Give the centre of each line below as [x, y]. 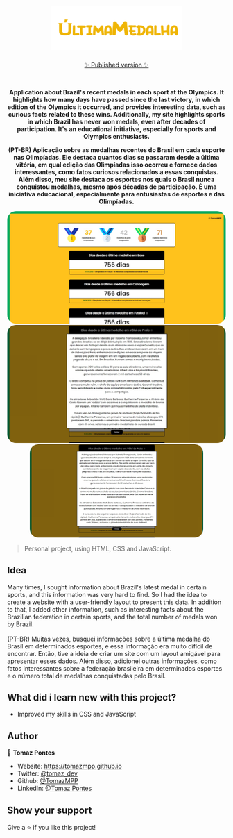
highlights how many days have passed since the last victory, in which [116, 99]
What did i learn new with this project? [92, 697]
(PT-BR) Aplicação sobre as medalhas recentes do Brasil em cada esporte [116, 150]
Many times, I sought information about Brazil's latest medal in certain [107, 587]
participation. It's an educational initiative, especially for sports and [116, 129]
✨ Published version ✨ [116, 65]
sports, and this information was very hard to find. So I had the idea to [107, 594]
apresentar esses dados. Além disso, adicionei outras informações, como [112, 661]
